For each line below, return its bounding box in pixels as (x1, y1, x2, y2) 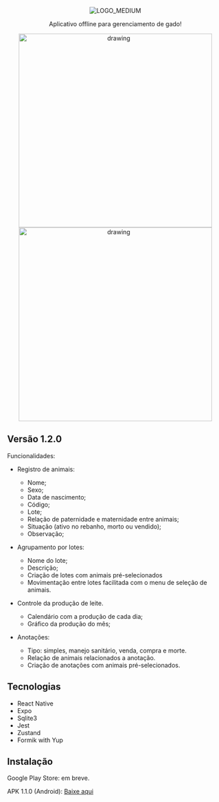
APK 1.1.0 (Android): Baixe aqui (7, 788, 94, 796)
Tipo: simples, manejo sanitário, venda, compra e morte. (27, 646, 187, 655)
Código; (27, 500, 50, 508)
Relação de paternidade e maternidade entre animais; (27, 515, 180, 523)
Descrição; (27, 564, 58, 572)
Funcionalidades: (7, 451, 56, 460)
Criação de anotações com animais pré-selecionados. (27, 661, 181, 669)
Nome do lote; (27, 556, 68, 564)
